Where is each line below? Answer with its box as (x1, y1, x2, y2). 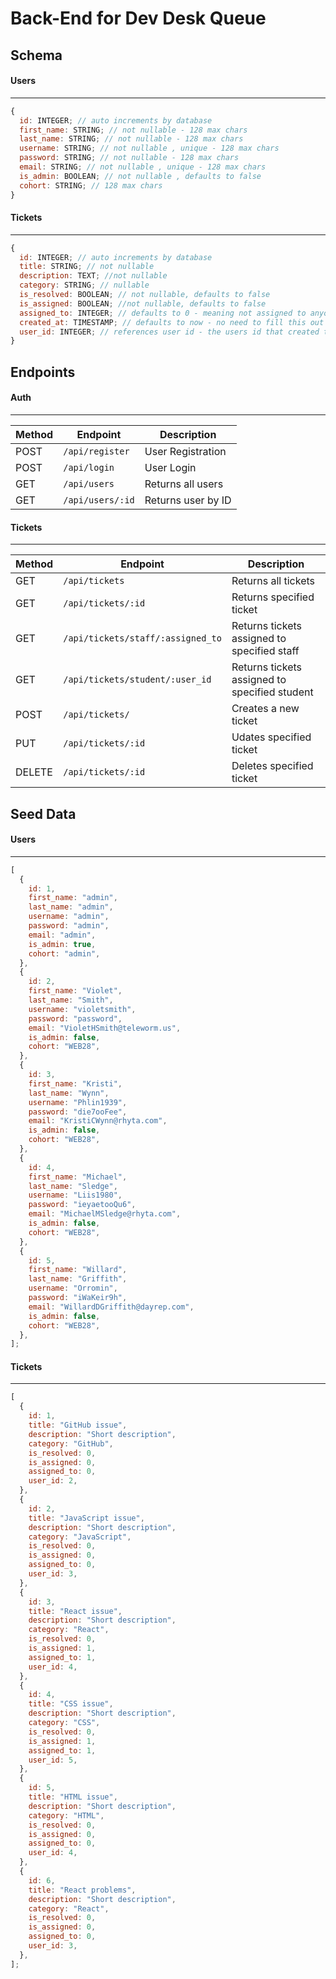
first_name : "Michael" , (28, 1172, 128, 1182)
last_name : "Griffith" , (28, 1274, 128, 1284)
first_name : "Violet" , (28, 986, 123, 996)
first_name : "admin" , (28, 893, 118, 903)
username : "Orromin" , (28, 1283, 118, 1294)
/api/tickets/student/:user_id (63, 674, 212, 686)
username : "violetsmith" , (28, 1004, 137, 1014)
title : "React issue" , (28, 1606, 123, 1616)
